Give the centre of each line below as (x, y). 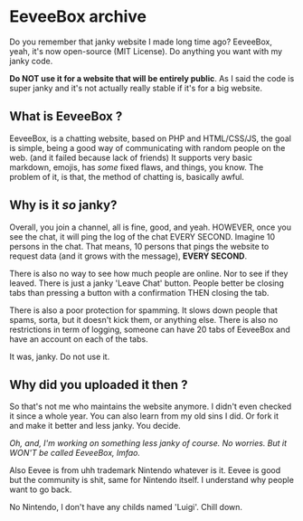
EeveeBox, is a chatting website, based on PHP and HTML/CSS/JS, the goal (151, 138)
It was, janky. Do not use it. (60, 356)
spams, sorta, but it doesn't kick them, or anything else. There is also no (144, 319)
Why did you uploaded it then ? (99, 385)
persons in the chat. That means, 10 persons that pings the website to (139, 246)
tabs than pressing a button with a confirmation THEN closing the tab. (139, 292)
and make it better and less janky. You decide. (95, 426)
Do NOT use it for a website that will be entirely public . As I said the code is (152, 78)
